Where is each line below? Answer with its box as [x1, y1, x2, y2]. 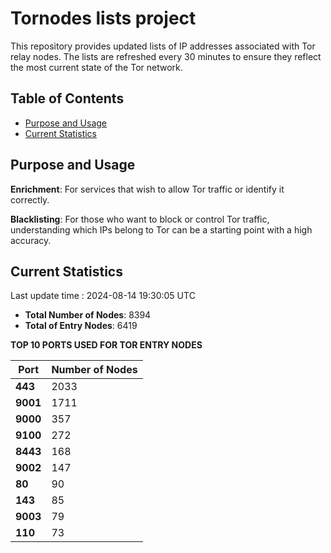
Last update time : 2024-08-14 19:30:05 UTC [10, 290, 196, 302]
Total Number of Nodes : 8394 [24, 309, 152, 321]
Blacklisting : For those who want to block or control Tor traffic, [10, 213, 270, 225]
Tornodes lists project [10, 7, 197, 30]
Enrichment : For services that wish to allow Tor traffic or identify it [10, 183, 285, 195]
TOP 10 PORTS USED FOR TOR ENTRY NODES [10, 339, 203, 351]
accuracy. [10, 234, 52, 246]
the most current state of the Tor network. [10, 61, 183, 73]
